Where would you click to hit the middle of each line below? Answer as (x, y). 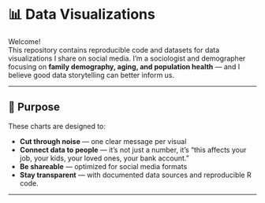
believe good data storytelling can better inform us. (91, 75)
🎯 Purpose (34, 107)
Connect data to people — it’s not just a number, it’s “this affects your (133, 149)
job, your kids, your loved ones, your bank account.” (104, 158)
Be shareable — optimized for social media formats (103, 166)
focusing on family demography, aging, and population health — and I (124, 66)
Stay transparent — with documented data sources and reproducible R (135, 175)
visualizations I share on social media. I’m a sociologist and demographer (127, 58)
